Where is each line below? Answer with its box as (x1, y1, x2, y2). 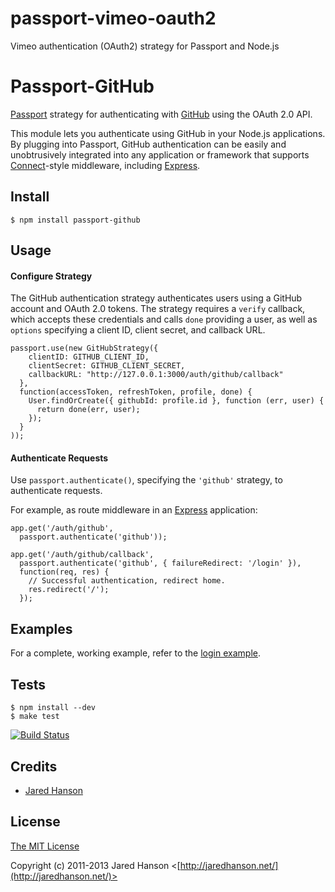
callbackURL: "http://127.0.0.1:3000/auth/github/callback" (28, 370, 284, 380)
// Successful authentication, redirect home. (28, 576, 226, 586)
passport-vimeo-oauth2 (10, 7, 217, 30)
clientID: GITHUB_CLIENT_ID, (28, 352, 150, 362)
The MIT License (10, 840, 80, 852)
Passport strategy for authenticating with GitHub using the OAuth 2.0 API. (10, 108, 313, 120)
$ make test (10, 712, 60, 722)
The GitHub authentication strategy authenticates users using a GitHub (10, 292, 303, 304)
